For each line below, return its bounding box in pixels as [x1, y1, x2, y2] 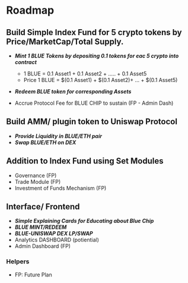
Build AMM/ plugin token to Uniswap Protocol [6, 117, 178, 127]
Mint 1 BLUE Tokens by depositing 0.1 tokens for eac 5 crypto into [14, 52, 179, 59]
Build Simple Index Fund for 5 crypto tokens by [6, 27, 182, 37]
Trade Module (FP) [14, 178, 61, 185]
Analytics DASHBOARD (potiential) [14, 236, 99, 244]
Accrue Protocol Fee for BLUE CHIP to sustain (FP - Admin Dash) [14, 99, 174, 106]
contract [14, 59, 37, 65]
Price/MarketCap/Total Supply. [6, 36, 124, 46]
